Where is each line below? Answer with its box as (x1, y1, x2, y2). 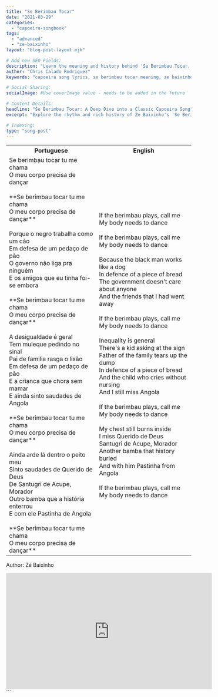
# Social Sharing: (6, 85, 51, 91)
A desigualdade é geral (9, 333, 73, 341)
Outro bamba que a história (9, 495, 85, 503)
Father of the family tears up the (99, 351, 188, 359)
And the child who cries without (99, 374, 186, 382)
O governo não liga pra (9, 259, 72, 267)
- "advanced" (11, 36, 43, 42)
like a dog (99, 263, 126, 271)
